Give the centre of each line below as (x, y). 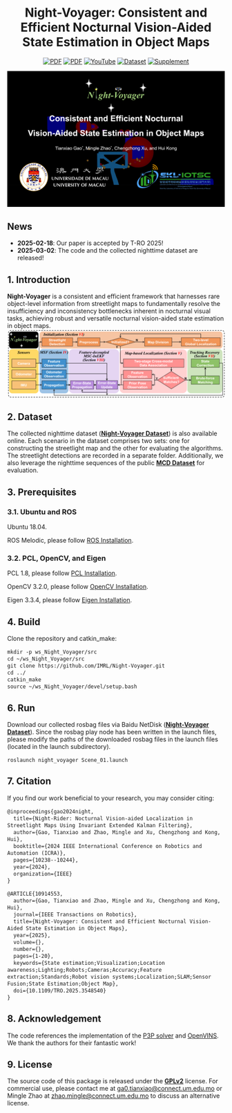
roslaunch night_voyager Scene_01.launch (68, 760)
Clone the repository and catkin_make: (62, 639)
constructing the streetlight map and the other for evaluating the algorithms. (115, 449)
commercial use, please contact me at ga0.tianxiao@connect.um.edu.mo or (115, 1089)
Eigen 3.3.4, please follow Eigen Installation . (70, 600)
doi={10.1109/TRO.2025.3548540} (60, 990)
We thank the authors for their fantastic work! (72, 1042)
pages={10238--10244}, (46, 860)
